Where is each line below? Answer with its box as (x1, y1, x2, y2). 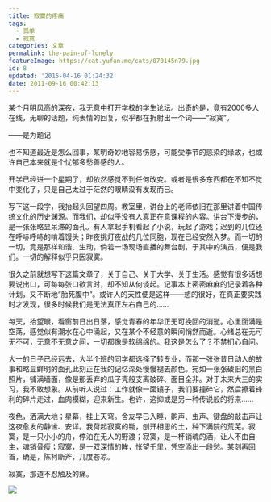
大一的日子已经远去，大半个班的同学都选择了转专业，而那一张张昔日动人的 (8, 353, 256, 363)
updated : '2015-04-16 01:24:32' (8, 72, 117, 80)
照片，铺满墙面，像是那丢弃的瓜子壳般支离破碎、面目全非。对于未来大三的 (8, 374, 256, 383)
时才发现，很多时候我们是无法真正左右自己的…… (8, 299, 169, 309)
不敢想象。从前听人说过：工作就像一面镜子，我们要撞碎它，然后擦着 (29, 384, 256, 394)
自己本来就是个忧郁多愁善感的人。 (15, 157, 129, 166)
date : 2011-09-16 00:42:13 (8, 79, 99, 87)
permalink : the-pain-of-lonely (8, 49, 114, 57)
